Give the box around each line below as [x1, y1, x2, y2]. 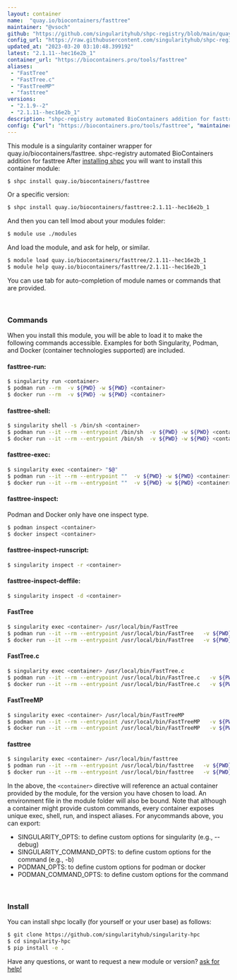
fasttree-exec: [7, 450, 51, 459]
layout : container [7, 10, 61, 18]
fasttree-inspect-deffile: [7, 577, 81, 585]
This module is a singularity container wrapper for [7, 141, 152, 150]
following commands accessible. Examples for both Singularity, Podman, [7, 338, 219, 347]
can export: [7, 819, 41, 827]
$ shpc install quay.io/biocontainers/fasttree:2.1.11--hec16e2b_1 [7, 204, 210, 211]
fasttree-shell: [7, 406, 51, 415]
